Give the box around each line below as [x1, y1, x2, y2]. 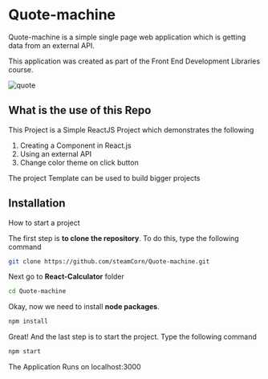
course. [8, 64, 34, 74]
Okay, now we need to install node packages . [8, 302, 160, 312]
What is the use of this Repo [8, 104, 152, 117]
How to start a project [8, 218, 80, 227]
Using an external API [19, 149, 92, 158]
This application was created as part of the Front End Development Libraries [8, 56, 261, 66]
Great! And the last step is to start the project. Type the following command [8, 332, 257, 342]
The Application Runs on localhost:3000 [8, 362, 142, 372]
